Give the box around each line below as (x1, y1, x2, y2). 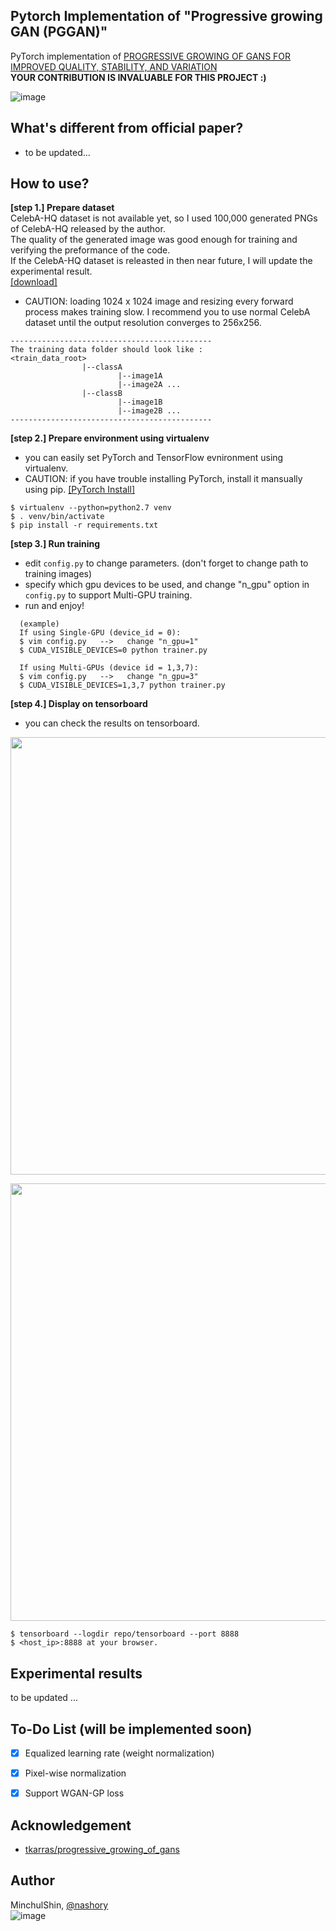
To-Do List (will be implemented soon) (10, 1720, 253, 1738)
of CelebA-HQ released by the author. (10, 223, 166, 235)
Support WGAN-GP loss (24, 1787, 125, 1799)
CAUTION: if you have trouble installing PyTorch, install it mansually (24, 473, 303, 485)
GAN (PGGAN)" (10, 24, 108, 41)
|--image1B (117, 397, 163, 408)
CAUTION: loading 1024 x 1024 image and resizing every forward (24, 295, 294, 308)
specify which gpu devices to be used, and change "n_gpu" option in (24, 579, 310, 591)
